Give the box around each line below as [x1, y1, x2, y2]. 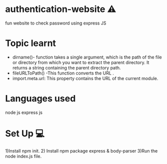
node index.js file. [5, 153, 41, 159]
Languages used [5, 93, 76, 104]
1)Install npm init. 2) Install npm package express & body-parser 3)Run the [5, 147, 158, 153]
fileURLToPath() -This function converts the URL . [12, 70, 114, 76]
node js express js [5, 109, 42, 115]
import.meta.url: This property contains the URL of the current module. [12, 75, 158, 81]
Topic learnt [5, 37, 56, 49]
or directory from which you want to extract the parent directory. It [12, 59, 149, 65]
